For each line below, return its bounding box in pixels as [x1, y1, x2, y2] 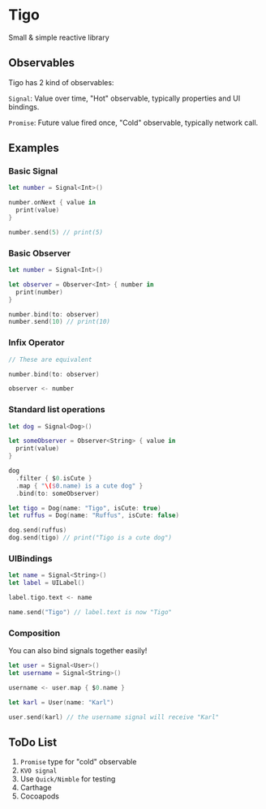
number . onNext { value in [8, 199, 96, 207]
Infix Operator [8, 337, 65, 348]
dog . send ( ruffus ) [8, 526, 67, 535]
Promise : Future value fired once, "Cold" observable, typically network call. [8, 118, 259, 127]
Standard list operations [8, 404, 105, 415]
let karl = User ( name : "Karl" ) [8, 698, 114, 707]
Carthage [19, 783, 52, 793]
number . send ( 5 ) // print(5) [8, 228, 104, 236]
